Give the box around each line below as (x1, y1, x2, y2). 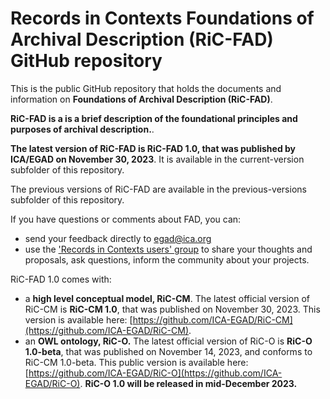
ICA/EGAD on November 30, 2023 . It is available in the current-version (10, 153, 305, 165)
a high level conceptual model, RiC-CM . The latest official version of (24, 292, 310, 304)
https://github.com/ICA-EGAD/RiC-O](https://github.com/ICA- (28, 367, 283, 379)
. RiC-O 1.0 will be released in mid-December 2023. (79, 377, 298, 389)
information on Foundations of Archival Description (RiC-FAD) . (10, 93, 273, 105)
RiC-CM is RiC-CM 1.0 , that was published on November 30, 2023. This (24, 303, 321, 315)
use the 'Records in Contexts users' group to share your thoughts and (24, 243, 313, 255)
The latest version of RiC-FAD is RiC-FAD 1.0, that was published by (10, 142, 297, 154)
